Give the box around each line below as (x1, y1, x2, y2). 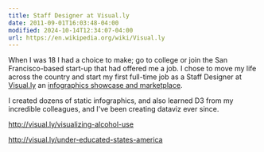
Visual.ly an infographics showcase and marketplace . (8, 81, 183, 90)
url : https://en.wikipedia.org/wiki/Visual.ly (8, 33, 165, 42)
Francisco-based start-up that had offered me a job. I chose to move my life (8, 64, 257, 74)
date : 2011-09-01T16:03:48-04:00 (8, 19, 119, 27)
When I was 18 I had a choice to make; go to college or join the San (8, 55, 228, 65)
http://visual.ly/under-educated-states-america (8, 135, 163, 145)
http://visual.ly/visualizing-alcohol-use (8, 120, 134, 129)
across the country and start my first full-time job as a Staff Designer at (8, 72, 243, 82)
